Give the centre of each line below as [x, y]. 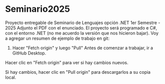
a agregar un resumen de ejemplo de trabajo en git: [57, 38]
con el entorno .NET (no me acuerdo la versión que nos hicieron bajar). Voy [82, 33]
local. [11, 77]
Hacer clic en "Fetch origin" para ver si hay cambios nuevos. [67, 62]
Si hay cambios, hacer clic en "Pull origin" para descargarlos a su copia [78, 72]
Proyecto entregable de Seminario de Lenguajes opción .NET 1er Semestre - [83, 23]
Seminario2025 [38, 9]
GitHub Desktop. [29, 53]
